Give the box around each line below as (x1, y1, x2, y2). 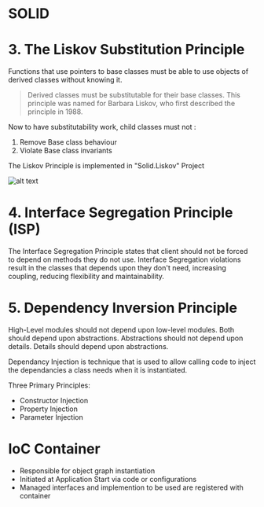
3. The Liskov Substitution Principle (8, 41, 245, 59)
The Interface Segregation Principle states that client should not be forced (8, 247, 248, 256)
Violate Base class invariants (19, 146, 112, 156)
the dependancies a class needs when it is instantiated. (8, 366, 188, 374)
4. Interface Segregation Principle (8, 204, 233, 222)
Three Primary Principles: (8, 380, 90, 390)
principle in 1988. (27, 107, 83, 116)
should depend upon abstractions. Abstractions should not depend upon (8, 333, 244, 343)
